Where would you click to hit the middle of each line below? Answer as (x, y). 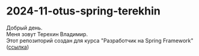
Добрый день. (24, 28)
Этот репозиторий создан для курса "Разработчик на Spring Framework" (100, 40)
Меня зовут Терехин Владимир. (47, 34)
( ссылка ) (18, 47)
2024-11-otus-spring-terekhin (84, 11)
